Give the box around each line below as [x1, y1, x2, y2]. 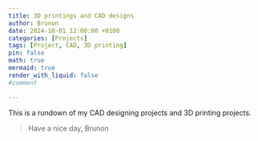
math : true [8, 57, 45, 65]
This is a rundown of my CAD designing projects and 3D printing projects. [8, 107, 252, 117]
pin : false [8, 49, 45, 57]
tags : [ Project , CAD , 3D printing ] [8, 42, 127, 50]
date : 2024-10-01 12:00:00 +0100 [8, 26, 120, 34]
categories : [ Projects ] [8, 34, 88, 42]
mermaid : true [8, 64, 56, 72]
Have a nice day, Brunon [27, 123, 110, 133]
